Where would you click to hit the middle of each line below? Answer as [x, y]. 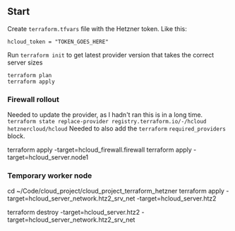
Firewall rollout [34, 99]
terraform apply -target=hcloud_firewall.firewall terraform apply [100, 150]
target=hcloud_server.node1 [48, 157]
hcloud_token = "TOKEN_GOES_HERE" [58, 42]
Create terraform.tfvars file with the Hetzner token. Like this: [97, 28]
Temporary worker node [50, 176]
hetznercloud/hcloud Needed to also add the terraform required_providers [116, 129]
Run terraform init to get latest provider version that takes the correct [111, 55]
